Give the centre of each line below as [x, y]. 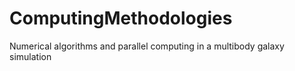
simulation [30, 56]
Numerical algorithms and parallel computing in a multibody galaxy [147, 46]
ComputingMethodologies [121, 18]
